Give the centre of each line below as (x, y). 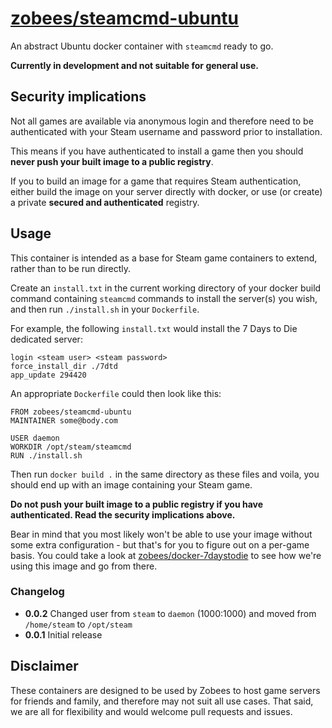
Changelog (37, 592)
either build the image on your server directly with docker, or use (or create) (166, 191)
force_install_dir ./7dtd (64, 366)
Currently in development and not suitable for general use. (134, 65)
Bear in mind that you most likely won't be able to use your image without (161, 534)
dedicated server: (46, 339)
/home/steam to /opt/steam (78, 624)
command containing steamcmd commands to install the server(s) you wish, (164, 298)
